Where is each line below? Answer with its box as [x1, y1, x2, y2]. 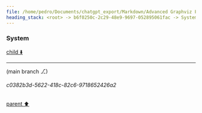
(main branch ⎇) [6, 67, 48, 75]
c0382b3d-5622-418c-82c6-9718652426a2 [6, 82, 117, 89]
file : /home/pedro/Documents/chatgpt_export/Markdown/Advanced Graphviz [6, 8, 192, 15]
